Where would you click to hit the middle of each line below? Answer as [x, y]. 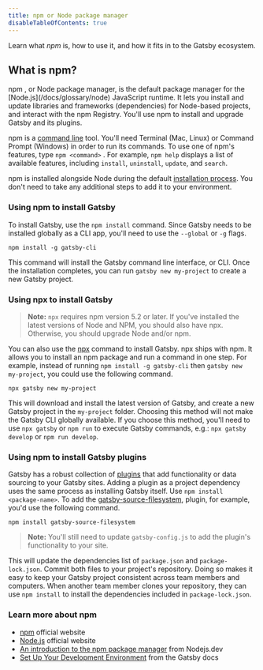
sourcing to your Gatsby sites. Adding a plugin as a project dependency [124, 483]
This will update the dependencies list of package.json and [103, 561]
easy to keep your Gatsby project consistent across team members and [124, 578]
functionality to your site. [68, 545]
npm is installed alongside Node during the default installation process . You [131, 179]
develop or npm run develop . [54, 436]
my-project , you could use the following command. [91, 374]
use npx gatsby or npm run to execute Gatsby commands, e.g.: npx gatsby [127, 428]
